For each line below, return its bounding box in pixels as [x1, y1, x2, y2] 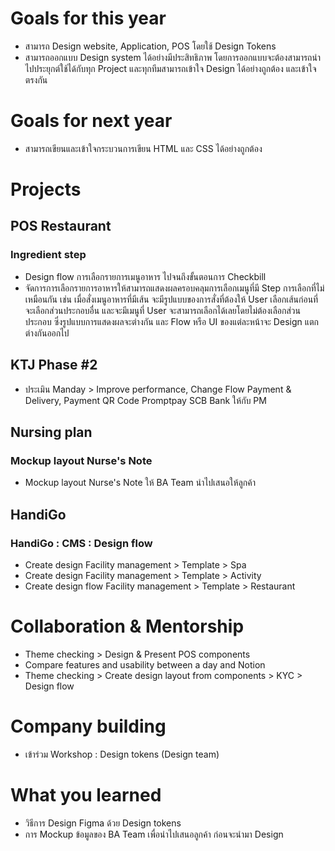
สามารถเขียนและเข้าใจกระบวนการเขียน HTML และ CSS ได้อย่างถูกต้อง [24, 142, 263, 154]
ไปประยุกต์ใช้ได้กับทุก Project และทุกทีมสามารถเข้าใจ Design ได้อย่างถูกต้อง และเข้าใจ [24, 62, 317, 74]
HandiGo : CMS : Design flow [10, 536, 153, 550]
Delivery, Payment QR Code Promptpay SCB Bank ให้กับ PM [24, 394, 267, 406]
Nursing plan [10, 423, 93, 441]
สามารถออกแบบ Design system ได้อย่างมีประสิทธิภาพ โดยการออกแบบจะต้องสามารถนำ [24, 51, 322, 63]
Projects [10, 178, 82, 201]
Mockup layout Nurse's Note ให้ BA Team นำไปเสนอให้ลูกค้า [24, 477, 257, 489]
